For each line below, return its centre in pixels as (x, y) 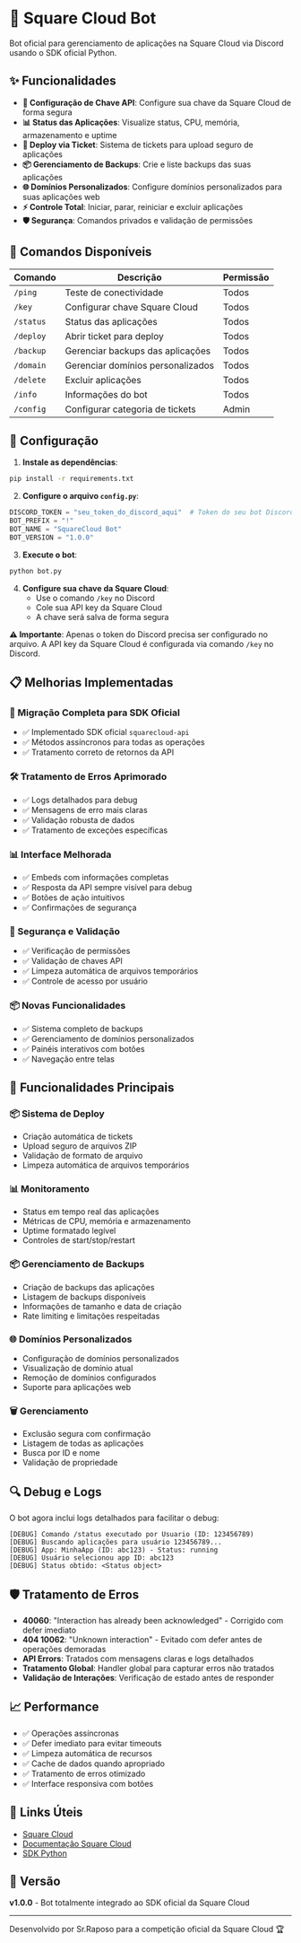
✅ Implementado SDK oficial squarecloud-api (106, 732)
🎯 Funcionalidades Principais (92, 1087)
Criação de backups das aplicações (88, 1287)
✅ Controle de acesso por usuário (85, 981)
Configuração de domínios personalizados (100, 1359)
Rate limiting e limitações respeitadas (91, 1316)
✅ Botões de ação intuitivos (73, 897)
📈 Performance (54, 1707)
